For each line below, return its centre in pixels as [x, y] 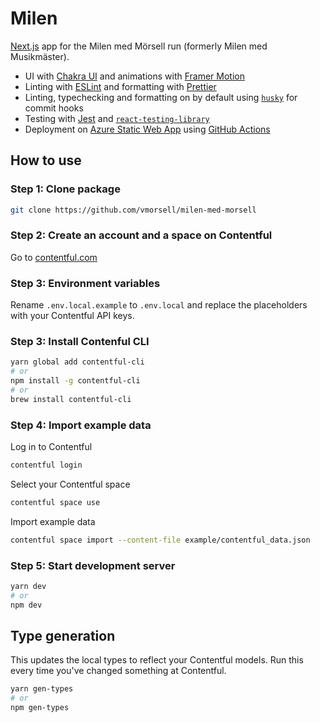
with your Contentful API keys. [72, 316]
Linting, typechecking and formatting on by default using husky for [161, 97]
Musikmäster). [40, 56]
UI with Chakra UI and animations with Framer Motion [135, 76]
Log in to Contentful [51, 447]
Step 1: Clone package [65, 189]
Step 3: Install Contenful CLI [80, 342]
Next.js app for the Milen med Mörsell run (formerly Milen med [139, 46]
